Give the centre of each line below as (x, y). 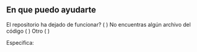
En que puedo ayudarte (51, 10)
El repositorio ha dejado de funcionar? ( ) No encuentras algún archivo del (98, 24)
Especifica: (20, 42)
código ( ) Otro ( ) (28, 31)
